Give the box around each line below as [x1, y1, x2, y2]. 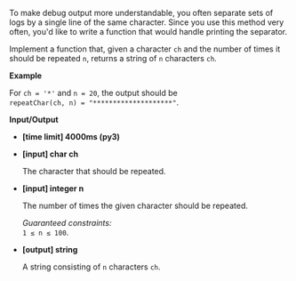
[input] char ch [21, 149, 78, 159]
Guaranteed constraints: [21, 218, 112, 228]
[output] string [21, 245, 78, 254]
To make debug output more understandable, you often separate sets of [9, 8, 274, 18]
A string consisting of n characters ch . [21, 261, 162, 272]
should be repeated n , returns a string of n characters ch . [9, 53, 218, 63]
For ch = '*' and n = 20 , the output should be [9, 88, 178, 98]
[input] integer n [21, 183, 84, 194]
